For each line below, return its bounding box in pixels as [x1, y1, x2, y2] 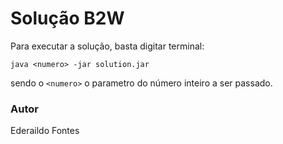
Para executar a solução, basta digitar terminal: [10, 40, 205, 52]
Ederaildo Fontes [10, 125, 80, 137]
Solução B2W [10, 7, 125, 30]
